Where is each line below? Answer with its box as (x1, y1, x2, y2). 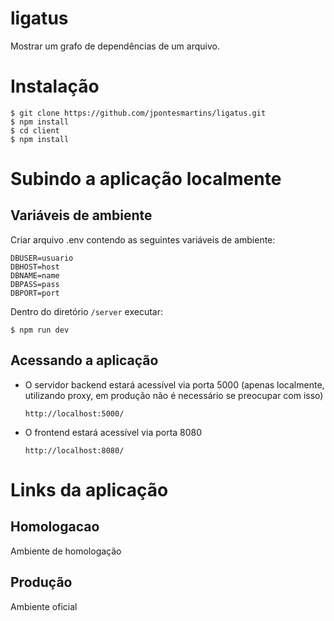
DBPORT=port (10, 288, 60, 298)
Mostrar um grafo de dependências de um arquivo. (10, 40, 220, 52)
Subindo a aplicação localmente (10, 168, 282, 191)
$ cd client (10, 125, 60, 136)
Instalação (10, 75, 100, 98)
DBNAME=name (10, 270, 60, 281)
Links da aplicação (10, 478, 169, 501)
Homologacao (10, 518, 100, 536)
